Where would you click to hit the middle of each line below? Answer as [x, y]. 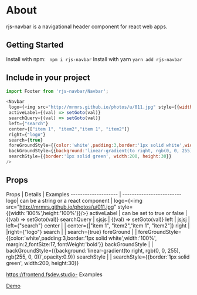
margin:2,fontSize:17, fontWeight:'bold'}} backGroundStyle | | [80, 244]
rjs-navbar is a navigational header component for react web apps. [87, 26]
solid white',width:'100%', [126, 238]
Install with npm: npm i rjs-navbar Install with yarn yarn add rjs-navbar [94, 59]
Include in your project [48, 78]
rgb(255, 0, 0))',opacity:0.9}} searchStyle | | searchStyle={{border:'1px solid [98, 257]
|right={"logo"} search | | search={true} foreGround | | [72, 232]
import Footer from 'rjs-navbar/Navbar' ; [57, 91]
